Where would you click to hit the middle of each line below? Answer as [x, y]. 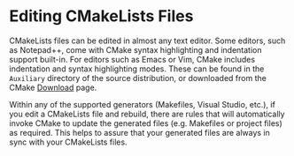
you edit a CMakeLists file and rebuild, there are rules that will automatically [147, 114]
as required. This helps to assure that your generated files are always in [139, 132]
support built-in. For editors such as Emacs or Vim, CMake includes [132, 59]
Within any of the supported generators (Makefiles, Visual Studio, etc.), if [143, 104]
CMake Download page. [53, 87]
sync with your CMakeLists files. [68, 142]
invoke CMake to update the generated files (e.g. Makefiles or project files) [146, 123]
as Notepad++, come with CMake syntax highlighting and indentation [135, 49]
